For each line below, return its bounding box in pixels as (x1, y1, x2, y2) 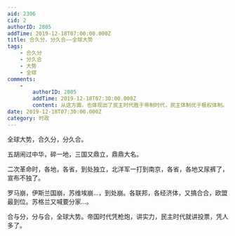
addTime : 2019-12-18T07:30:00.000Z (32, 96, 137, 103)
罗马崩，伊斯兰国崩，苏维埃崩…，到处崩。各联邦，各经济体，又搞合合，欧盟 (7, 188, 228, 197)
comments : (7, 75, 36, 83)
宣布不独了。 (7, 173, 44, 182)
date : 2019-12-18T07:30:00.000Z (7, 108, 102, 115)
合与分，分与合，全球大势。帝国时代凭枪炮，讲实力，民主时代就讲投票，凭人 (7, 212, 229, 221)
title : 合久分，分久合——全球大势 (7, 37, 93, 44)
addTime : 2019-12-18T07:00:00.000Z (7, 29, 112, 37)
